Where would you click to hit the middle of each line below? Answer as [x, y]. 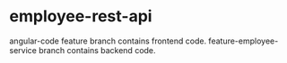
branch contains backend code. [97, 50]
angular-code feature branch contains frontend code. [108, 41]
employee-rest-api [81, 16]
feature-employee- [244, 41]
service [23, 50]
